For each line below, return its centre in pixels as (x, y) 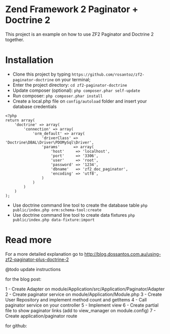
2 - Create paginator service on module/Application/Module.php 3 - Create (84, 294)
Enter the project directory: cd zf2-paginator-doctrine (70, 85)
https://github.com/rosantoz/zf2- (108, 75)
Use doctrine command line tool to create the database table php (80, 205)
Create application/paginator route (41, 316)
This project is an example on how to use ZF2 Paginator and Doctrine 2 (79, 34)
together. (15, 40)
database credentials (35, 106)
